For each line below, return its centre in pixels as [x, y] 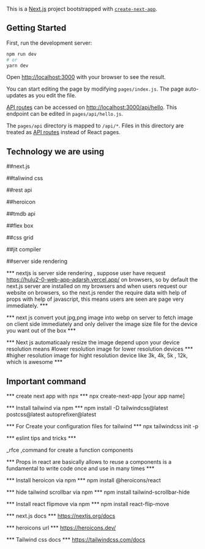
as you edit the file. [52, 96]
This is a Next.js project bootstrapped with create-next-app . [82, 9]
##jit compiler [24, 249]
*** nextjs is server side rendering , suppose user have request [86, 273]
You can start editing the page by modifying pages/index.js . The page [95, 89]
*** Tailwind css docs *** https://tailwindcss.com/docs [76, 540]
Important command [46, 381]
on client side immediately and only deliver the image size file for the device [102, 324]
